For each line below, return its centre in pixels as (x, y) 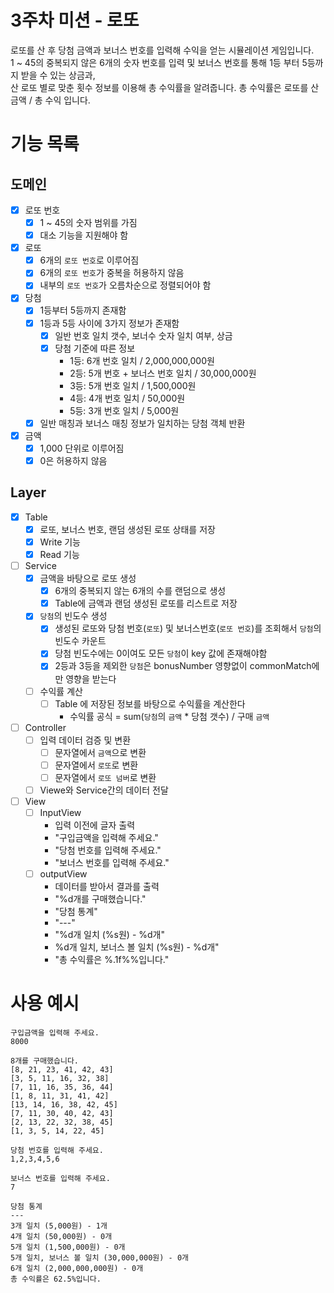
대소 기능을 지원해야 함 (84, 235)
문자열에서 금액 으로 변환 (100, 752)
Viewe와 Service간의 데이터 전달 (104, 790)
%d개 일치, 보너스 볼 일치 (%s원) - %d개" (137, 947)
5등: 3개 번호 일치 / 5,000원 (124, 410)
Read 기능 (59, 554)
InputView (60, 813)
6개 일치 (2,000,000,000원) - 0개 (77, 1269)
